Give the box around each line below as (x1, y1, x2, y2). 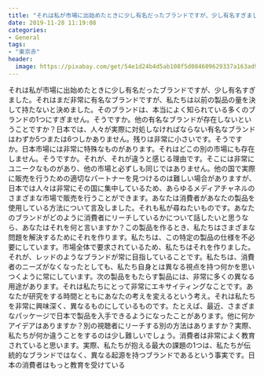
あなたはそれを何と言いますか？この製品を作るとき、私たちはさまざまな (21, 222, 256, 232)
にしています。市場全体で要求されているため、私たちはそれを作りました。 (14, 242, 255, 251)
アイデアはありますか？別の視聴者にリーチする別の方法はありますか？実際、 (8, 320, 256, 330)
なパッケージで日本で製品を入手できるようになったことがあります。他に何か (8, 311, 255, 320)
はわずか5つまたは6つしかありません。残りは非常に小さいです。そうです (8, 134, 243, 144)
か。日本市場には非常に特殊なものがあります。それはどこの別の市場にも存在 (8, 144, 255, 153)
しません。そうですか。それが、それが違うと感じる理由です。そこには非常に (8, 154, 255, 163)
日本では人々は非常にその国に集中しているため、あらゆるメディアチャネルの (8, 183, 255, 192)
